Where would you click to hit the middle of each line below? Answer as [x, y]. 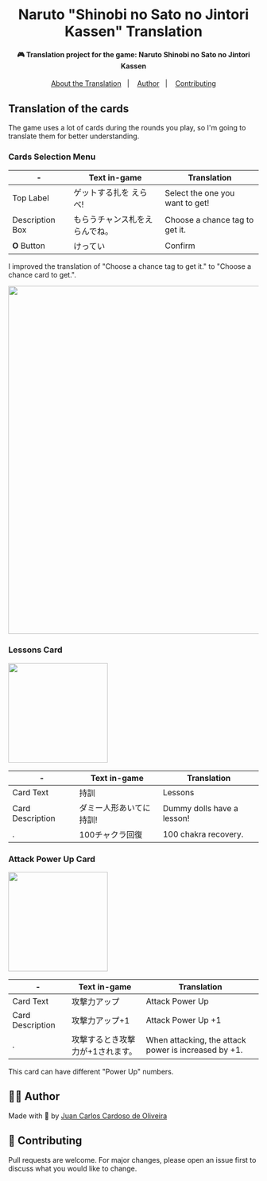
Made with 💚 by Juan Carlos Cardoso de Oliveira [88, 1116]
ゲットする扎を [101, 192]
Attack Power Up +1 [184, 1020]
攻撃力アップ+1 [101, 1021]
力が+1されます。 [104, 1051]
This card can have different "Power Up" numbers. [91, 1072]
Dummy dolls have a [200, 808]
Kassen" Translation [133, 31]
